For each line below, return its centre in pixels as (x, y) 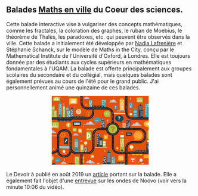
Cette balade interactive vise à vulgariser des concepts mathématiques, (95, 24)
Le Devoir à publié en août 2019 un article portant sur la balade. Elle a (92, 174)
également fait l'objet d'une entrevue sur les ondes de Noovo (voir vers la (96, 181)
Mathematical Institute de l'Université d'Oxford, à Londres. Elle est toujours (98, 55)
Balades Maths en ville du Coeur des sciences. (95, 10)
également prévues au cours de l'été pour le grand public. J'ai (83, 81)
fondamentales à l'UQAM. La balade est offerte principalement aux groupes (99, 69)
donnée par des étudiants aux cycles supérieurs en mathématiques (89, 62)
